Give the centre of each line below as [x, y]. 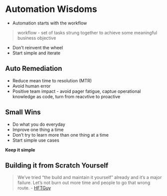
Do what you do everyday [39, 124]
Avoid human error [31, 86]
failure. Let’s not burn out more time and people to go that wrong [84, 183]
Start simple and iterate [36, 53]
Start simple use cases [36, 140]
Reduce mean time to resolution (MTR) [52, 80]
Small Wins [23, 112]
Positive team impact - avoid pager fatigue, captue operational [77, 91]
